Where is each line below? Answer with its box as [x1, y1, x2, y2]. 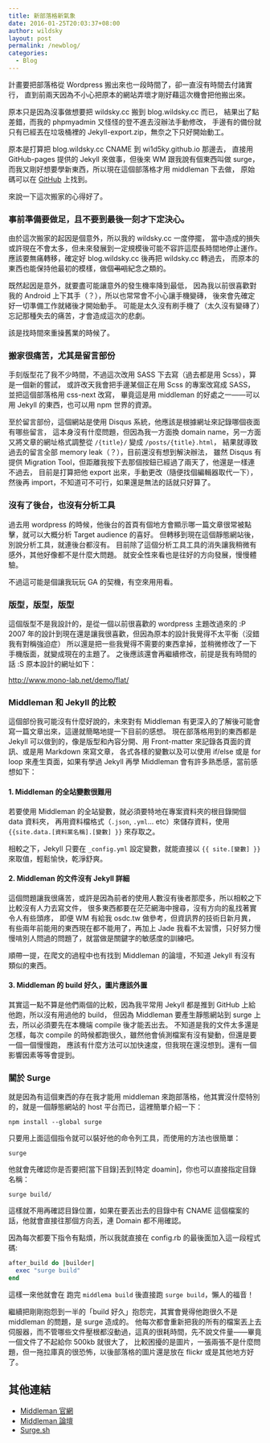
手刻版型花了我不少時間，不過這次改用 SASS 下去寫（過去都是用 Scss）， [8, 370, 250, 379]
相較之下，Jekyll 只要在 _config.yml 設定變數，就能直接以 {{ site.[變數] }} [8, 843, 261, 854]
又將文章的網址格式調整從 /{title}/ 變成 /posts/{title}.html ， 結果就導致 [8, 437, 259, 447]
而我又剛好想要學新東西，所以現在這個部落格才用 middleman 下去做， [8, 164, 239, 174]
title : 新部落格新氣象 [8, 11, 76, 20]
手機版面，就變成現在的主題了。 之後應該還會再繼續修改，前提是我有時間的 [8, 649, 257, 659]
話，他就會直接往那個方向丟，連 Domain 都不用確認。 [8, 1216, 186, 1226]
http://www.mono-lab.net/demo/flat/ [8, 676, 129, 685]
